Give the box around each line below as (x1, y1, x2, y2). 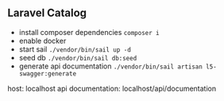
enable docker (18, 36, 67, 45)
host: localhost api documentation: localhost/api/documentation (7, 84, 216, 93)
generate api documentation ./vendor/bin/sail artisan (18, 61, 203, 71)
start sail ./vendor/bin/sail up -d (18, 44, 132, 54)
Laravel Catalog (7, 6, 87, 20)
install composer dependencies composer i (18, 27, 160, 37)
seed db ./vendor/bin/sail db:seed (18, 52, 137, 62)
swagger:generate (18, 69, 77, 78)
